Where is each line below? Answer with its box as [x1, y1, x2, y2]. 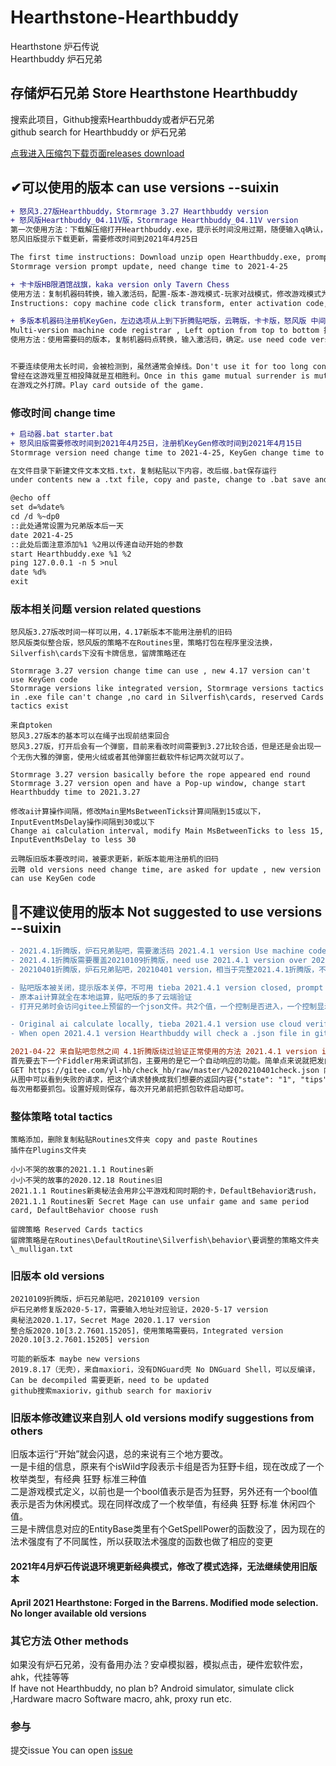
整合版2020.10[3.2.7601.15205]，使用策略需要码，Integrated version [10, 1326, 284, 1336]
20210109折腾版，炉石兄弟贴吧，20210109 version [10, 1294, 200, 1305]
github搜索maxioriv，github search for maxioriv [10, 1386, 213, 1396]
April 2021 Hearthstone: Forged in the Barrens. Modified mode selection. [10, 1596, 319, 1608]
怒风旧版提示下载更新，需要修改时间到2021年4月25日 [10, 234, 198, 245]
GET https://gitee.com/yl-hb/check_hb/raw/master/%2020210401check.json [10, 1065, 320, 1075]
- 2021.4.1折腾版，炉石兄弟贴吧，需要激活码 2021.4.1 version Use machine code [10, 946, 327, 956]
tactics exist [10, 701, 70, 711]
